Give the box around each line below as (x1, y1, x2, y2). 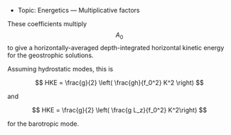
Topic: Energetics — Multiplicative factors (17, 6, 140, 14)
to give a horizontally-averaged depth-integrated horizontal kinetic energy (7, 43, 225, 52)
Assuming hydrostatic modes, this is (7, 64, 114, 73)
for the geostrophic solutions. (7, 51, 94, 59)
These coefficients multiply (7, 20, 87, 28)
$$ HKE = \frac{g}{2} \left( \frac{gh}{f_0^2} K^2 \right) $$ (35, 78, 204, 87)
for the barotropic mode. (7, 119, 80, 128)
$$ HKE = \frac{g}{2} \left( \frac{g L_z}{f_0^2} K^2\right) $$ (31, 105, 208, 114)
